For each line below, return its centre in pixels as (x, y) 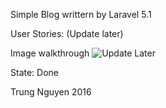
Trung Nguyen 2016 (51, 92)
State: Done (34, 72)
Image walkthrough (50, 53)
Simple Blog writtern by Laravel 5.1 (81, 14)
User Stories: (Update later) (67, 33)
